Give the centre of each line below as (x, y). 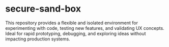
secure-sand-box (43, 9)
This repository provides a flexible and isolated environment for (72, 23)
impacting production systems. (38, 39)
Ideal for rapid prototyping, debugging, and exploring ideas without (76, 33)
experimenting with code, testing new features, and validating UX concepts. (85, 28)
